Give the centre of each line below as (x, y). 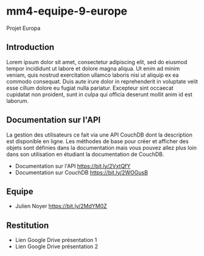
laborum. (18, 101)
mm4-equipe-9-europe (67, 11)
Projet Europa (23, 28)
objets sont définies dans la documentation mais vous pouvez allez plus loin (101, 148)
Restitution (28, 225)
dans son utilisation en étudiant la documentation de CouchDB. (85, 154)
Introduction (30, 47)
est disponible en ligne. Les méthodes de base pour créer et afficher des (97, 141)
